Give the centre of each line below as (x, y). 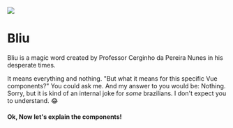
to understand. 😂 (33, 100)
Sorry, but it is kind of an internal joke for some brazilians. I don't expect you (117, 93)
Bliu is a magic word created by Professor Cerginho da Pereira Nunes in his (115, 57)
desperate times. (31, 65)
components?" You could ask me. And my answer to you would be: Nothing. (116, 86)
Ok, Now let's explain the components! (65, 117)
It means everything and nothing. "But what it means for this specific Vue (112, 78)
